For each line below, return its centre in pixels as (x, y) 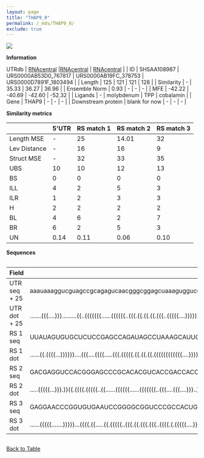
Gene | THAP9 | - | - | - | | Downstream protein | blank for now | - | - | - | (96, 102)
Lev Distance (28, 148)
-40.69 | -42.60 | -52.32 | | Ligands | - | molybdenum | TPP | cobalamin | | (99, 95)
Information (22, 58)
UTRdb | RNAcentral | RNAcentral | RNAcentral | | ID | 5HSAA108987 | (93, 69)
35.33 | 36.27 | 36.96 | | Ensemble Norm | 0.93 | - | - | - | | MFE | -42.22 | (98, 89)
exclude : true (24, 29)
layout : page (23, 12)
